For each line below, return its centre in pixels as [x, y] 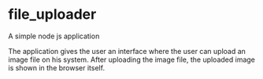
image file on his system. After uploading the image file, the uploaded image [132, 59]
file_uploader [52, 14]
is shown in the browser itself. [56, 67]
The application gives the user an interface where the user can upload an [127, 51]
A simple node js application [54, 36]
